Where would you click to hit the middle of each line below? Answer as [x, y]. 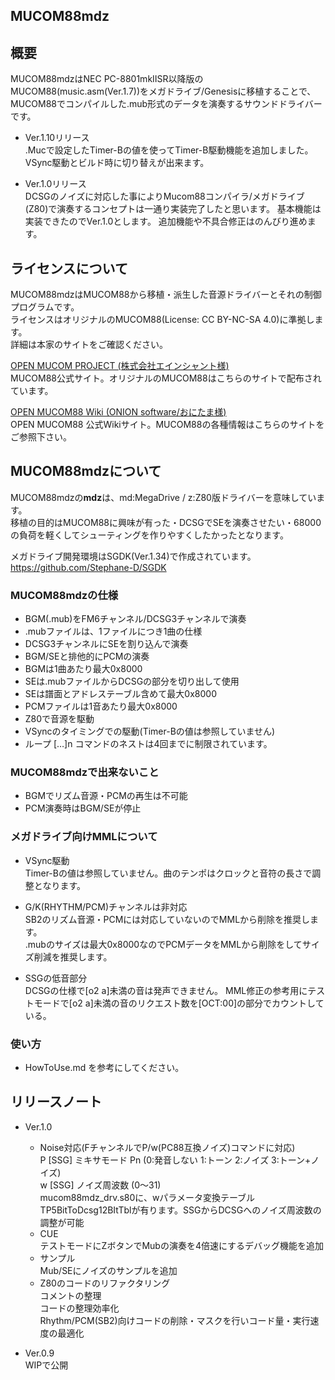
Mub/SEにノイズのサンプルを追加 [108, 1270]
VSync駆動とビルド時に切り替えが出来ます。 [117, 163]
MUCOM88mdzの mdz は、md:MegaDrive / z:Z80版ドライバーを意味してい [163, 497]
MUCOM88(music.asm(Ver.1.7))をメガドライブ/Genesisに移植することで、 [163, 91]
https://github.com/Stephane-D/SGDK [88, 567]
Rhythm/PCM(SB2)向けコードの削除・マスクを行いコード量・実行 [175, 1320]
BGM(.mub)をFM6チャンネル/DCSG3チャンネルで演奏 [135, 619]
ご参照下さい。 [41, 437]
